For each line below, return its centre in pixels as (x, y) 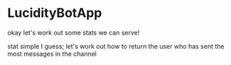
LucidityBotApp (55, 13)
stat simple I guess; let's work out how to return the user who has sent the (116, 46)
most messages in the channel (52, 54)
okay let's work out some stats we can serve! (74, 32)
